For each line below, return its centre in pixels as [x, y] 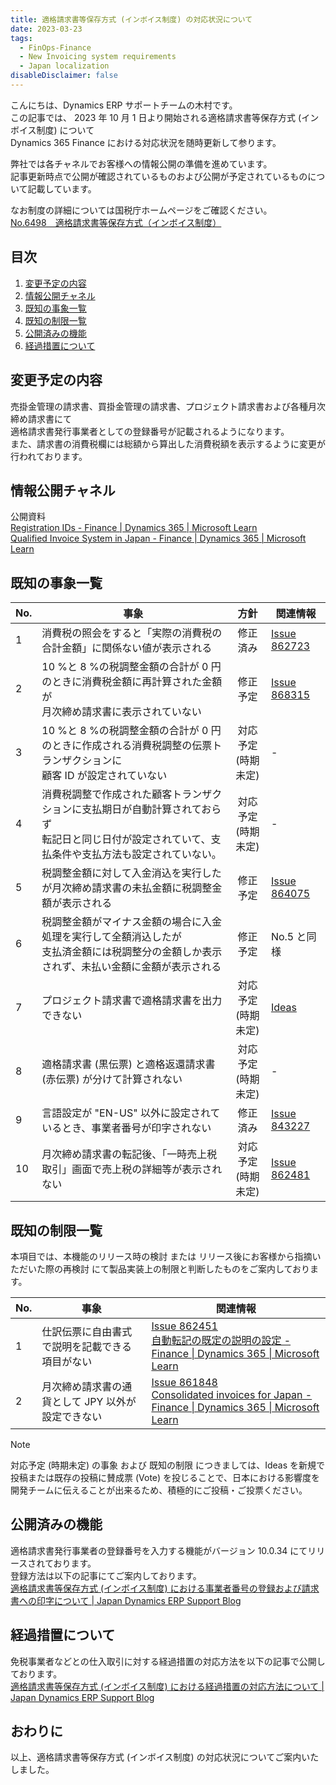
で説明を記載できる [86, 1346]
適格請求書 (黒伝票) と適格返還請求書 [128, 1064]
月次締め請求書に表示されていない [121, 712]
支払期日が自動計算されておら [151, 809]
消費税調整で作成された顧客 [107, 794]
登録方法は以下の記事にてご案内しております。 [106, 1575]
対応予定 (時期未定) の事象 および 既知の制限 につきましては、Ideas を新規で [168, 1465]
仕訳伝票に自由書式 [87, 1331]
